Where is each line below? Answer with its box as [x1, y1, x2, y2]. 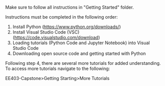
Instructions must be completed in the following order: [5, 14, 118, 20]
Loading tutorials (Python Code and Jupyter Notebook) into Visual [12, 40, 150, 46]
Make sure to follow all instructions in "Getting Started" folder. [5, 5, 134, 10]
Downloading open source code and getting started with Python [12, 50, 146, 56]
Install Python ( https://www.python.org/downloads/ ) [12, 24, 121, 30]
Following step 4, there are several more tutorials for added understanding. [5, 60, 161, 66]
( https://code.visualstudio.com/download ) [12, 35, 100, 40]
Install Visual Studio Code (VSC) [12, 29, 80, 35]
